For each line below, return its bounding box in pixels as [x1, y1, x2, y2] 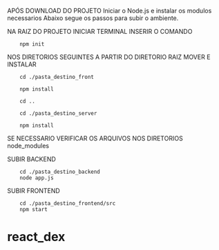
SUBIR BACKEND [7, 155, 57, 163]
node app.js [19, 175, 54, 181]
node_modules [7, 142, 50, 150]
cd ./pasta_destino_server [19, 110, 97, 117]
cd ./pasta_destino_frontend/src [19, 200, 116, 207]
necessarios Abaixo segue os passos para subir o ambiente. [7, 14, 179, 22]
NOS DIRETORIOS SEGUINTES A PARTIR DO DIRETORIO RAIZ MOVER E [7, 53, 211, 61]
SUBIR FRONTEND [7, 187, 60, 195]
